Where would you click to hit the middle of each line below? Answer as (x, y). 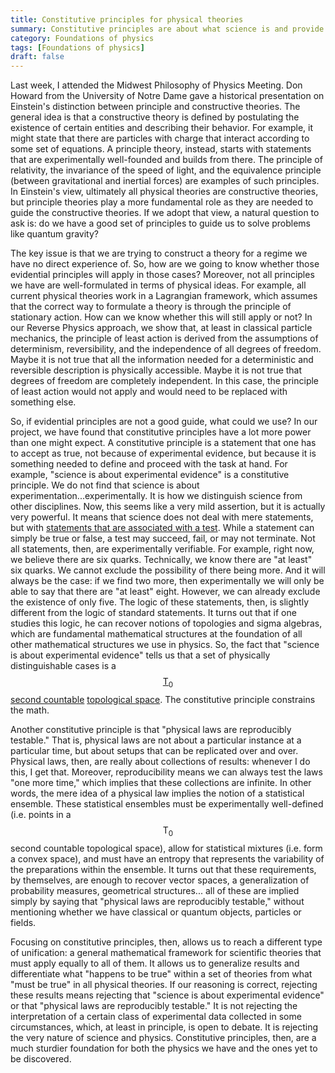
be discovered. (41, 1058)
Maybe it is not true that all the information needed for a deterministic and (162, 360)
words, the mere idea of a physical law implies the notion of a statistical (157, 793)
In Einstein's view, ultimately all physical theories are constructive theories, (164, 192)
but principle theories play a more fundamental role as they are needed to (162, 202)
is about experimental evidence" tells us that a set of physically (140, 655)
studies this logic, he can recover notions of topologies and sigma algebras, (166, 623)
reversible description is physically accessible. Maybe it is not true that (156, 370)
